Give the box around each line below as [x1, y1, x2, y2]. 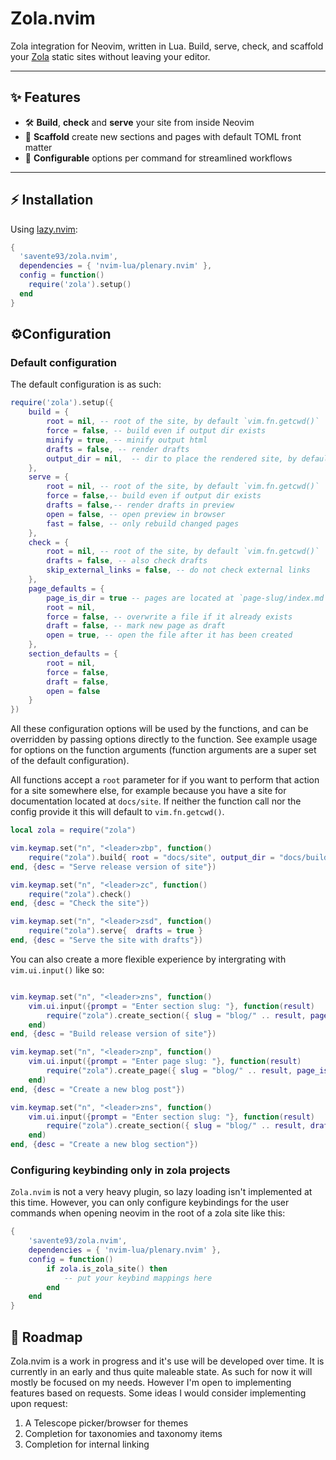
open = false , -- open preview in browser [46, 509, 226, 519]
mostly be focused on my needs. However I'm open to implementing [10, 1376, 292, 1388]
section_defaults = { [28, 649, 118, 659]
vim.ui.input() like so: [10, 963, 105, 976]
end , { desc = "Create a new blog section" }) [10, 1140, 199, 1150]
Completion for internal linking [24, 1438, 150, 1450]
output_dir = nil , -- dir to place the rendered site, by [46, 453, 298, 464]
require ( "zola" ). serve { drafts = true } [28, 926, 203, 936]
